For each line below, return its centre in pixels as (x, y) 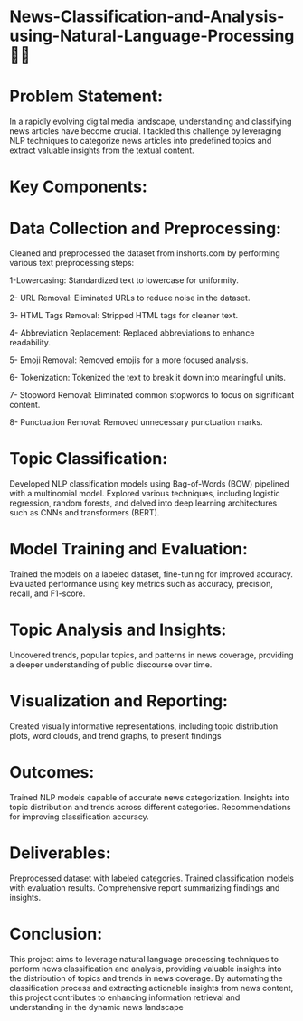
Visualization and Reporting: (119, 701)
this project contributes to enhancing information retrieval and (125, 997)
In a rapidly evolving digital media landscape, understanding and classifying (151, 122)
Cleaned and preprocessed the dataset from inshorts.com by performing (145, 253)
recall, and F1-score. (47, 593)
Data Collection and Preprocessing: (146, 228)
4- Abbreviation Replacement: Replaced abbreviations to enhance (132, 333)
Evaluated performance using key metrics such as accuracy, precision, (142, 584)
